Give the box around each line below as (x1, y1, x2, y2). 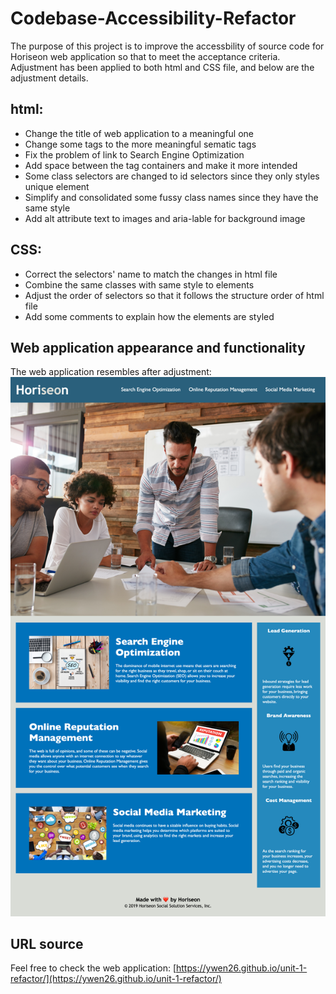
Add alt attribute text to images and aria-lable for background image (24, 212, 306, 224)
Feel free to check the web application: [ (10, 962, 177, 974)
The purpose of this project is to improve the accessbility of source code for (10, 40, 325, 52)
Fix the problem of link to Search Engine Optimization (24, 148, 245, 161)
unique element (24, 180, 90, 192)
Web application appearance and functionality (10, 339, 306, 356)
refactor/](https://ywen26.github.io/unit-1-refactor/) (10, 973, 222, 985)
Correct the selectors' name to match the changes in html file (24, 268, 278, 280)
